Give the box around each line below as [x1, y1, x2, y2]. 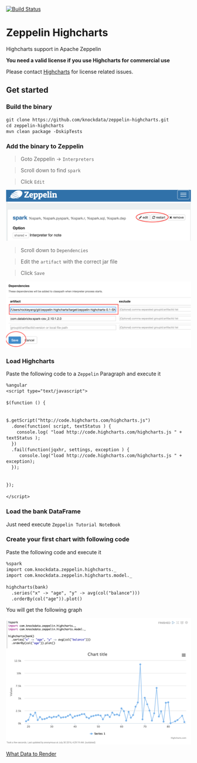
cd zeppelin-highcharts [6, 123, 64, 128]
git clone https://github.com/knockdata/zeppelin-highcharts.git [6, 117, 169, 123]
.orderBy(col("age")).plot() [11, 596, 83, 602]
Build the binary [6, 103, 53, 111]
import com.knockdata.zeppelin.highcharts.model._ [6, 572, 133, 578]
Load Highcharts [6, 357, 55, 365]
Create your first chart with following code [6, 535, 130, 544]
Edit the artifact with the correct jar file [20, 258, 118, 265]
